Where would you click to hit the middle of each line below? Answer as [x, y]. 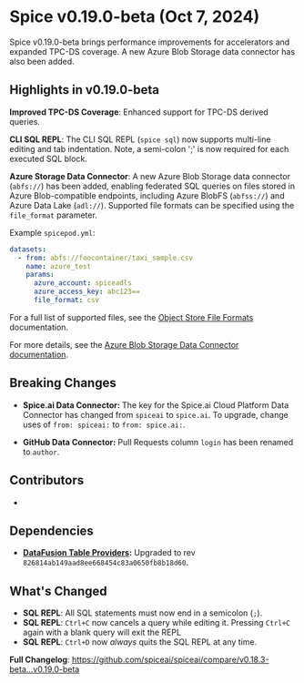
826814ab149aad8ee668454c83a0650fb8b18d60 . [106, 563]
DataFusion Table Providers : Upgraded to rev [109, 553]
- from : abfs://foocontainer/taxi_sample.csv [106, 258]
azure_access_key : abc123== [87, 292]
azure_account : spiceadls [82, 283]
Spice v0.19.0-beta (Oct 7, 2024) [135, 17]
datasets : [28, 249]
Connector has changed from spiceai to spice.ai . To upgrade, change [155, 414]
